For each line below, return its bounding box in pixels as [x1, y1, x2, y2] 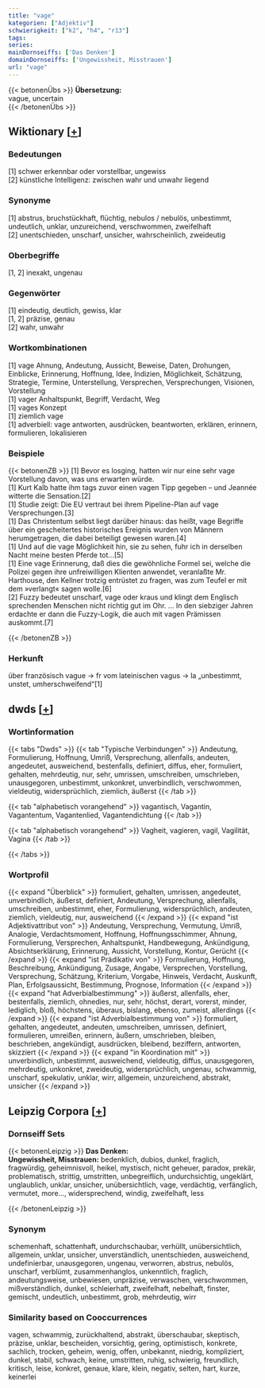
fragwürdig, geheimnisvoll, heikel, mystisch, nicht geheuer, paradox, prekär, [8, 1162, 256, 1172]
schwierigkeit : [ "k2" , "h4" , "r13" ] [8, 26, 129, 34]
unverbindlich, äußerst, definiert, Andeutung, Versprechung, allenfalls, [8, 896, 238, 905]
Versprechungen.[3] [8, 507, 75, 517]
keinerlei [8, 1372, 36, 1382]
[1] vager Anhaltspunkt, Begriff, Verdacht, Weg [8, 394, 160, 403]
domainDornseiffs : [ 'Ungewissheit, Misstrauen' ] [8, 56, 172, 64]
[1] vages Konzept [8, 403, 67, 412]
